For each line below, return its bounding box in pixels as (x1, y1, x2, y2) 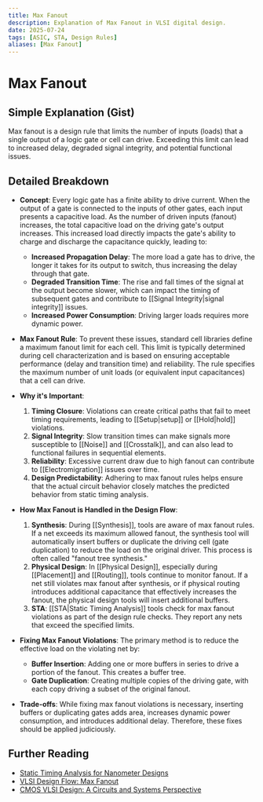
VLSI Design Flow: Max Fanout (19, 776, 119, 786)
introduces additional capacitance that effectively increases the (31, 587, 237, 596)
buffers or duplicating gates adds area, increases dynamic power (19, 708, 231, 717)
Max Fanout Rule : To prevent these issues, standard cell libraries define (19, 334, 253, 343)
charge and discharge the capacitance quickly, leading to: (19, 236, 208, 246)
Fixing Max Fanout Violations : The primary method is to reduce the (19, 635, 239, 645)
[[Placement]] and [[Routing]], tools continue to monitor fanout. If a (31, 570, 249, 580)
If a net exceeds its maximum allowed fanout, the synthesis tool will (31, 528, 250, 538)
